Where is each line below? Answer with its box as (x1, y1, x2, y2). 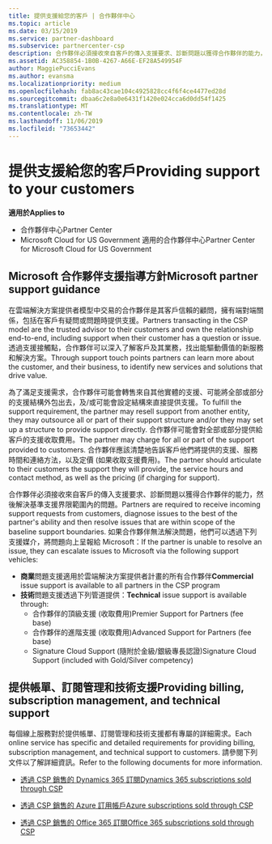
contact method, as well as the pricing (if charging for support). (8, 473, 220, 482)
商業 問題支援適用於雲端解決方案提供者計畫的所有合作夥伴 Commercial (19, 571, 253, 581)
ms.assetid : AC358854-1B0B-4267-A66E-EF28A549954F (8, 57, 183, 66)
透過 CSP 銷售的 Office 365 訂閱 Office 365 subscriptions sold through (19, 818, 255, 828)
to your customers (8, 180, 135, 198)
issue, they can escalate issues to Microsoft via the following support (8, 545, 239, 555)
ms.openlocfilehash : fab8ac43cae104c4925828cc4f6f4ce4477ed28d (8, 87, 227, 95)
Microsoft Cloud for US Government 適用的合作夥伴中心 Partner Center (19, 235, 256, 244)
